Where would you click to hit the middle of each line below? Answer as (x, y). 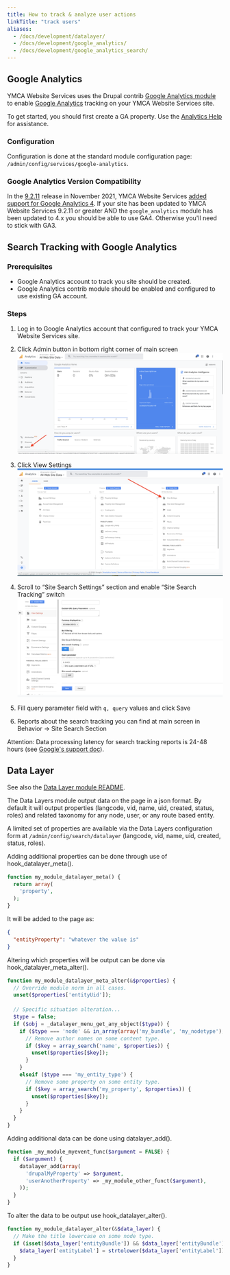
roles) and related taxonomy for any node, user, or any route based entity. (111, 815)
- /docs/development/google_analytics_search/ (81, 51)
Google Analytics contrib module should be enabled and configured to (116, 289)
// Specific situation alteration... (67, 1010)
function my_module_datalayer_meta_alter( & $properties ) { (91, 981)
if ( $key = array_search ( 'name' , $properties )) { (97, 1046)
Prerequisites (30, 266)
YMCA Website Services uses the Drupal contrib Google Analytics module (112, 95)
